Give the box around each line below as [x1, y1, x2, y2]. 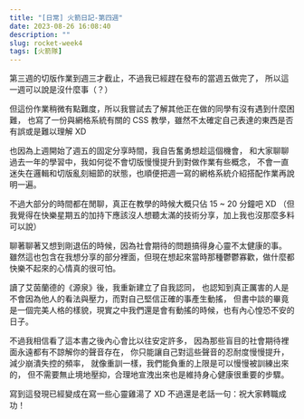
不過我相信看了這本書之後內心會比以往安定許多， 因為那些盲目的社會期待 [9, 336, 281, 347]
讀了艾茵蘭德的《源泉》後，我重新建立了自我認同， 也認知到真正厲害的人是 [9, 282, 290, 293]
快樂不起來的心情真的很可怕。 [9, 263, 120, 274]
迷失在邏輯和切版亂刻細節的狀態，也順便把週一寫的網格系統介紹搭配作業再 [9, 168, 287, 179]
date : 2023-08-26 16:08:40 [9, 22, 111, 31]
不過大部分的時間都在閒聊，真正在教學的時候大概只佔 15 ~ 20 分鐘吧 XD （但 [9, 198, 295, 209]
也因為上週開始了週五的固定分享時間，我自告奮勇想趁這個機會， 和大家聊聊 [9, 146, 290, 157]
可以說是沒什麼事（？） [24, 84, 113, 95]
